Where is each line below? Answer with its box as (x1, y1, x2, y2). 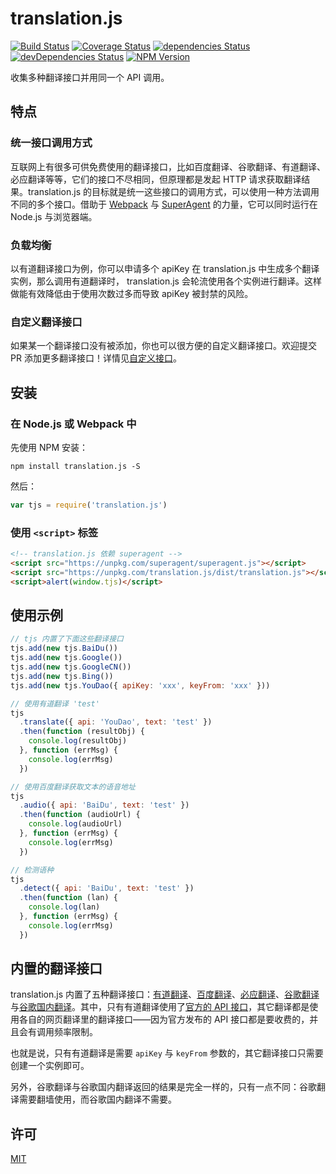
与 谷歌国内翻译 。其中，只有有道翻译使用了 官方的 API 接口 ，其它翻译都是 (10, 1001, 310, 1013)
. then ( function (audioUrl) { (19, 810, 141, 820)
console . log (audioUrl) (28, 819, 123, 829)
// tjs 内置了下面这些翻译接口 (10, 634, 124, 644)
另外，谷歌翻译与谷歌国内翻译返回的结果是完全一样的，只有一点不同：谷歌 (10, 1081, 317, 1093)
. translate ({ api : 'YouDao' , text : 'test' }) (19, 717, 213, 727)
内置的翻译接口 (10, 960, 103, 977)
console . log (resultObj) (28, 736, 128, 746)
